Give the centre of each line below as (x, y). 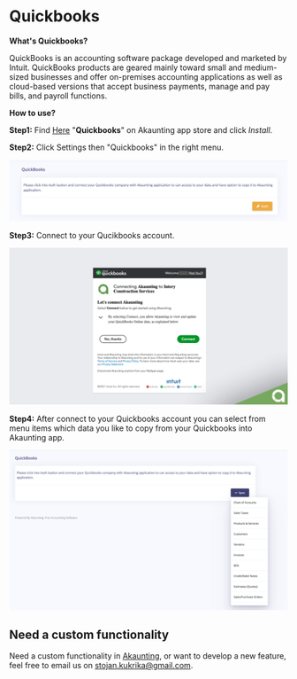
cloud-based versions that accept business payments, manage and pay (140, 86)
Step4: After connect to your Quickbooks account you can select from (138, 419)
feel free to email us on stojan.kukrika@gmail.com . (101, 666)
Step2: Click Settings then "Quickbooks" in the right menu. (116, 147)
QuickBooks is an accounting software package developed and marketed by (148, 58)
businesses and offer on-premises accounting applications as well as (156, 76)
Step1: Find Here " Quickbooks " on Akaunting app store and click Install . (141, 129)
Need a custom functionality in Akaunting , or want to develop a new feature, (148, 656)
